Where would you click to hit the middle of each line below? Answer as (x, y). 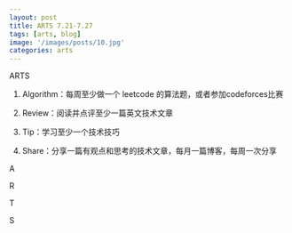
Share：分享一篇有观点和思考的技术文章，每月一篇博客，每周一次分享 (150, 151)
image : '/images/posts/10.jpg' (67, 42)
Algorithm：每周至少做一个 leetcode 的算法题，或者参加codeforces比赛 (153, 94)
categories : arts (41, 51)
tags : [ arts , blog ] (45, 34)
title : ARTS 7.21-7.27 (51, 26)
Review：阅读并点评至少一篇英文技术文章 (98, 113)
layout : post (33, 17)
